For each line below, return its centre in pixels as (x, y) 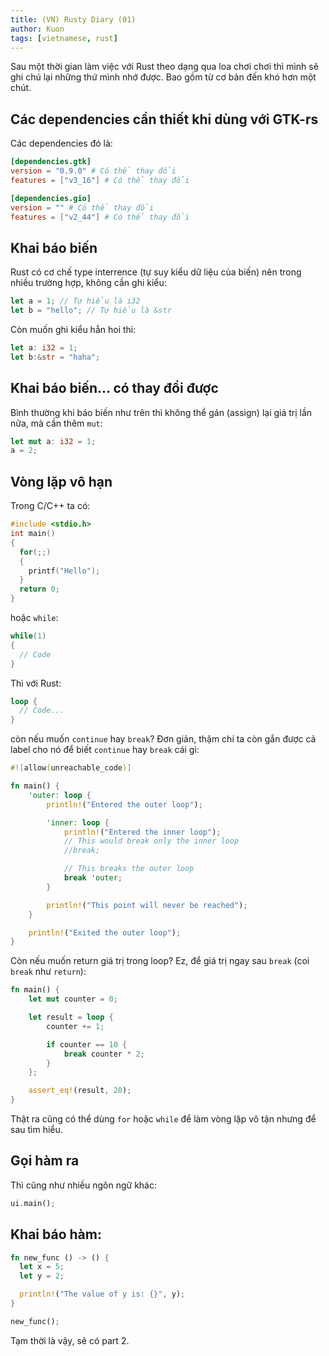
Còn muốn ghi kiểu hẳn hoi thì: (73, 329)
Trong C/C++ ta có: (50, 506)
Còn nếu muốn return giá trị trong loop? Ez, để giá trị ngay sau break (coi (160, 961)
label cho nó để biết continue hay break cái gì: (105, 750)
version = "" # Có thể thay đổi (82, 207)
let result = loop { (71, 1017)
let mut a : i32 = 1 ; (53, 441)
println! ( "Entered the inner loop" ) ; (142, 832)
